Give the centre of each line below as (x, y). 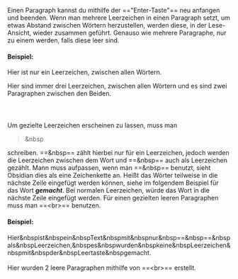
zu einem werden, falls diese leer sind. (63, 40)
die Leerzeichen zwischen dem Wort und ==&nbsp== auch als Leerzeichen (118, 160)
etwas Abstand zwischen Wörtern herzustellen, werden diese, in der (107, 25)
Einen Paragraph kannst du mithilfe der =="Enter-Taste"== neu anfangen (114, 10)
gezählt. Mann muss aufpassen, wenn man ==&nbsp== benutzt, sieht (109, 168)
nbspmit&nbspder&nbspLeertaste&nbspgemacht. (79, 252)
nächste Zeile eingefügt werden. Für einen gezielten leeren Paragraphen (113, 198)
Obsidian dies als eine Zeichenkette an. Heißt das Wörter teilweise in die (113, 176)
